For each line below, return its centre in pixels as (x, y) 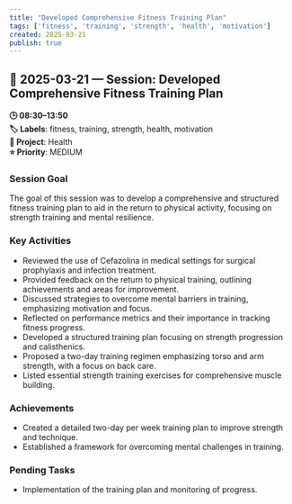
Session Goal (39, 178)
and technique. (50, 436)
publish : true (36, 43)
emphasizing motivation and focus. (87, 308)
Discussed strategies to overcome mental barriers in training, (135, 299)
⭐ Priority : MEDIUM (46, 152)
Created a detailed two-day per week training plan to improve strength (153, 427)
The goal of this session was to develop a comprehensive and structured (144, 198)
